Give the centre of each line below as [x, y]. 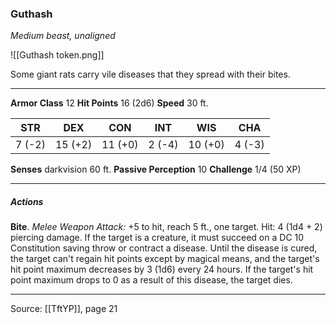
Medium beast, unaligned [63, 36]
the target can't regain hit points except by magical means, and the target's [165, 259]
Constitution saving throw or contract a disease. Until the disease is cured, [164, 248]
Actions [27, 201]
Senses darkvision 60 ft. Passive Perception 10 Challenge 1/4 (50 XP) [156, 169]
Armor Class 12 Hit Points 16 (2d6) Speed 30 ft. [109, 103]
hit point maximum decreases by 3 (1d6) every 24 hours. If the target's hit [162, 269]
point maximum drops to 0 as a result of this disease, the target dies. [151, 280]
